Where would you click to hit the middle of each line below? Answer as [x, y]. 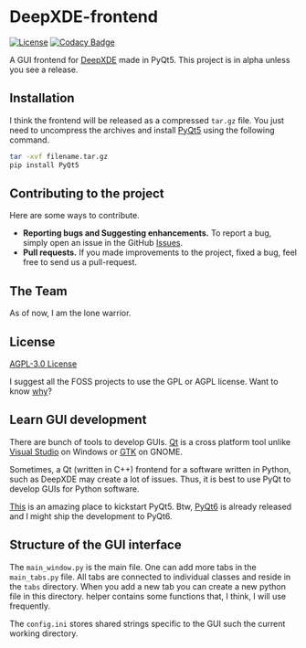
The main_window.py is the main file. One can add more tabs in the [133, 567]
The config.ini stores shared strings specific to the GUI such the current [148, 623]
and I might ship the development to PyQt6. [91, 516]
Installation [42, 98]
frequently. [30, 606]
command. [30, 140]
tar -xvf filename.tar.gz [58, 156]
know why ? [31, 391]
